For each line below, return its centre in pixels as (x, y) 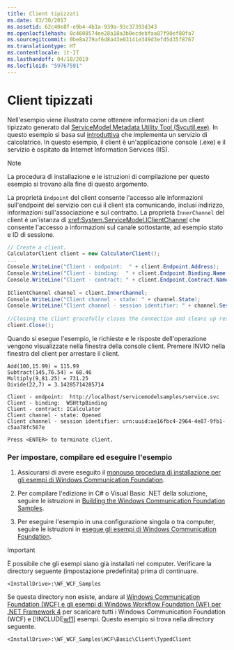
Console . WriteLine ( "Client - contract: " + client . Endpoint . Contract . (112, 280)
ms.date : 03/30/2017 (37, 20)
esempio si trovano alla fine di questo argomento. (78, 184)
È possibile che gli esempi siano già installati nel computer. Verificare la (109, 564)
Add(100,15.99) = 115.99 (43, 366)
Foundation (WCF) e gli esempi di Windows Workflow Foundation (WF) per (114, 605)
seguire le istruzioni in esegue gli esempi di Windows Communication (117, 529)
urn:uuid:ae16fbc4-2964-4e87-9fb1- (174, 421)
